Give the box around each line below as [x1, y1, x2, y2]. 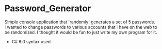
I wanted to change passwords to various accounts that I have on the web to [4, 24, 157, 30]
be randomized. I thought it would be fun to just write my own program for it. [4, 29, 157, 35]
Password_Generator [4, 3, 91, 14]
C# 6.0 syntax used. [11, 38, 52, 44]
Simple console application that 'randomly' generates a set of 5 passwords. [4, 19, 156, 25]
